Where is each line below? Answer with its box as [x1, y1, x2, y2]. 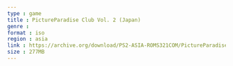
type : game [7, 10, 42, 17]
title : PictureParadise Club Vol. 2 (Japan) [7, 16, 141, 23]
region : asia [7, 36, 49, 43]
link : [7, 42, 26, 49]
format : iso [7, 29, 45, 36]
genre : [7, 23, 30, 30]
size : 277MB [7, 49, 45, 56]
